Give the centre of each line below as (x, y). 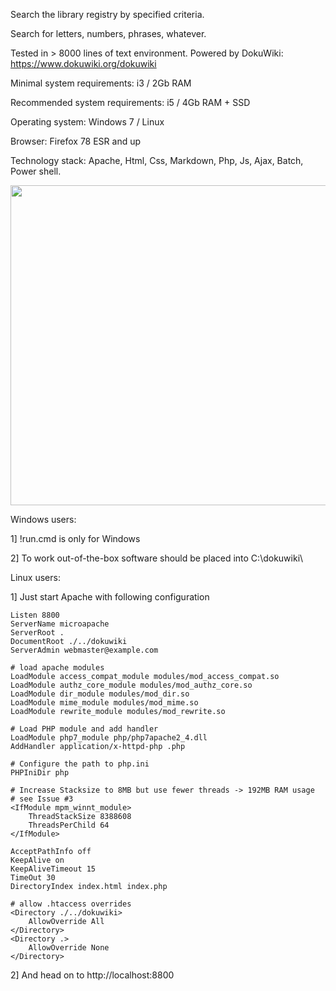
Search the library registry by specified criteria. (107, 14)
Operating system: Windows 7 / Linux (87, 122)
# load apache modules (57, 668)
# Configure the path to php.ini (80, 764)
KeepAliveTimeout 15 (53, 869)
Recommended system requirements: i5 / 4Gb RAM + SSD (130, 102)
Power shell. (36, 171)
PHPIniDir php (40, 773)
